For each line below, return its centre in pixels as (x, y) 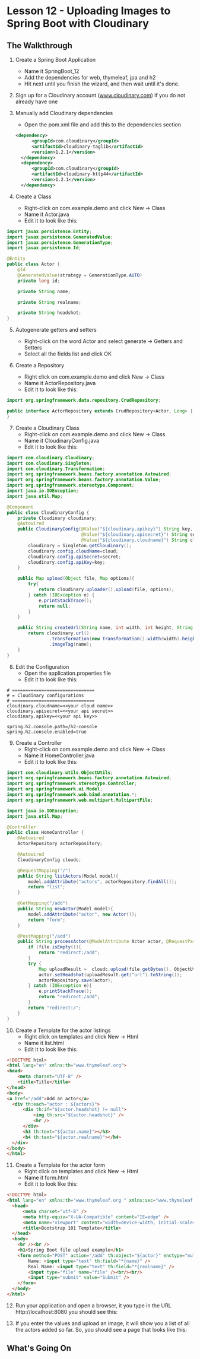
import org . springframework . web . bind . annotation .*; (72, 795)
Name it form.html (46, 1178)
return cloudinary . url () (59, 633)
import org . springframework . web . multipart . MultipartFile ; (80, 800)
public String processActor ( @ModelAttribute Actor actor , (91, 942)
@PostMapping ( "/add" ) (44, 936)
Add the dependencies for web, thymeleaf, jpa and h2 (90, 77)
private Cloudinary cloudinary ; (57, 518)
